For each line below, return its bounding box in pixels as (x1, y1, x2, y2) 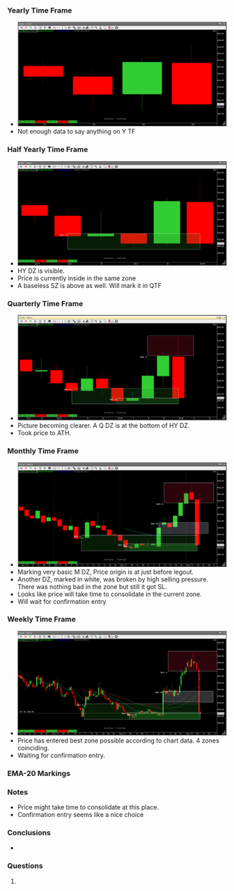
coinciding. (17, 743, 50, 752)
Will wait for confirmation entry (17, 597, 107, 605)
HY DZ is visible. (17, 266, 65, 275)
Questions (7, 861, 43, 871)
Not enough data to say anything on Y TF (17, 128, 136, 136)
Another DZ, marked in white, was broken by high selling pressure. (17, 574, 209, 584)
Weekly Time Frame (7, 614, 77, 624)
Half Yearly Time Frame (7, 145, 88, 155)
